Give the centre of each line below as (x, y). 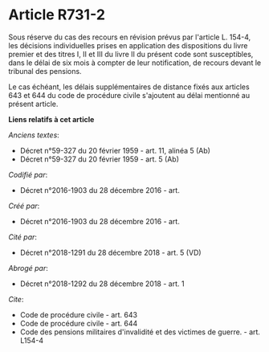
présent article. (33, 104)
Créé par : (24, 206)
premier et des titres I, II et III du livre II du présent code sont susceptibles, (131, 54)
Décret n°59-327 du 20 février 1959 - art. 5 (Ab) (99, 159)
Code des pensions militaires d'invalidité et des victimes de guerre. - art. (140, 332)
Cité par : (23, 237)
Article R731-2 (57, 15)
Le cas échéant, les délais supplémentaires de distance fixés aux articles (129, 87)
